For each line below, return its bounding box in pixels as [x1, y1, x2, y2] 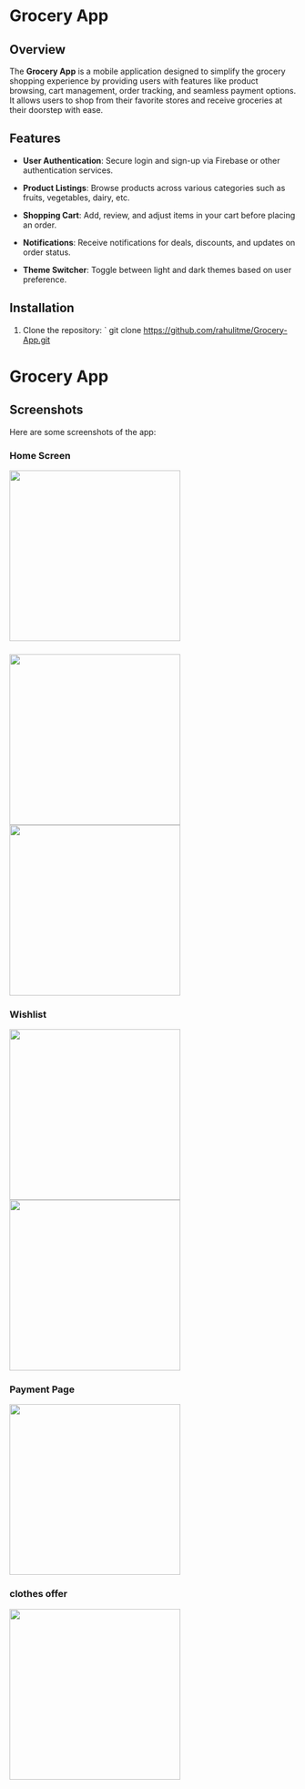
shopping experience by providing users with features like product [9, 76, 259, 86]
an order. [22, 219, 57, 230]
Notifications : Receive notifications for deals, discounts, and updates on [22, 237, 296, 248]
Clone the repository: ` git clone [22, 324, 142, 335]
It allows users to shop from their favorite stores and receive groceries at [9, 95, 282, 106]
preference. [22, 274, 67, 285]
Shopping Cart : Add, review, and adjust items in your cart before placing [22, 209, 296, 220]
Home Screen [9, 449, 71, 462]
